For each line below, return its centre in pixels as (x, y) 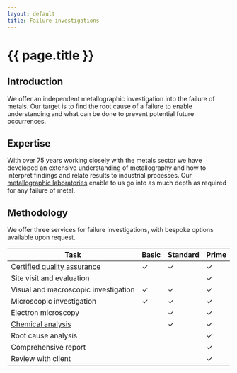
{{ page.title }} (51, 56)
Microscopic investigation (54, 302)
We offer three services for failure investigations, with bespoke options (110, 230)
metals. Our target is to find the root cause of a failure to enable (100, 106)
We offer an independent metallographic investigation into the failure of (111, 98)
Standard (183, 255)
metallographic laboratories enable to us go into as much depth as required (117, 183)
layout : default (31, 14)
